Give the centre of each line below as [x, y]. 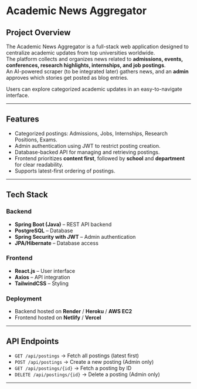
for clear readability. [39, 164]
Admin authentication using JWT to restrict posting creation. [87, 146]
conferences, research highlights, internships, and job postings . [86, 65]
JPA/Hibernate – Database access [56, 243]
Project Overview [38, 33]
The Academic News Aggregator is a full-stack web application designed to [97, 46]
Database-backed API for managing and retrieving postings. [87, 152]
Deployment [24, 299]
